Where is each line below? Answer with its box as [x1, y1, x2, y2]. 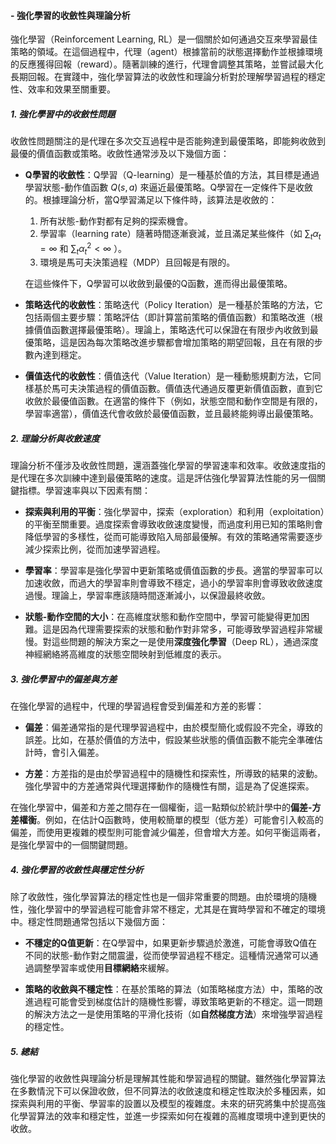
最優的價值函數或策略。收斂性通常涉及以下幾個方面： [10, 148, 230, 160]
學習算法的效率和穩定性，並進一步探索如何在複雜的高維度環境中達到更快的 [18, 1110, 326, 1122]
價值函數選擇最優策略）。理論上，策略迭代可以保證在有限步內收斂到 [33, 324, 310, 336]
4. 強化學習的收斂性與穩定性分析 [10, 863, 144, 875]
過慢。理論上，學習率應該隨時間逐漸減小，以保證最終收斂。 [24, 590, 271, 602]
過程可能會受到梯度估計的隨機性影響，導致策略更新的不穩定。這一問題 [33, 996, 323, 1008]
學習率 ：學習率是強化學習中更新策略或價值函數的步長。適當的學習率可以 [24, 565, 323, 577]
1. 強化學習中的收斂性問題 [10, 108, 116, 120]
